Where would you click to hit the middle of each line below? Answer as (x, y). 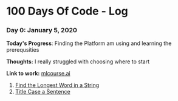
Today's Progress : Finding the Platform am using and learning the (89, 43)
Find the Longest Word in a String (57, 85)
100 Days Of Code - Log (67, 11)
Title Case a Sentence (43, 92)
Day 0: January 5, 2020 (42, 30)
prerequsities (23, 50)
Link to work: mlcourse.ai (39, 74)
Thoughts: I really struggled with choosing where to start (78, 61)
